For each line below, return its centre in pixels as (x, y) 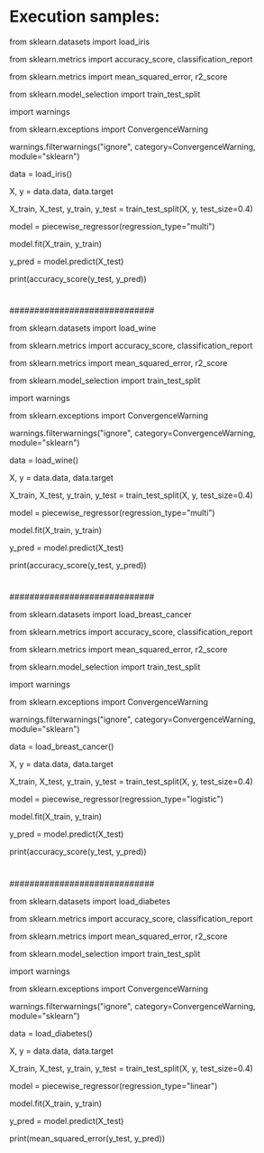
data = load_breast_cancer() (62, 746)
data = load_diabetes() (51, 1033)
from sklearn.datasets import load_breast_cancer (100, 614)
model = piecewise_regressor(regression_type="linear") (114, 1085)
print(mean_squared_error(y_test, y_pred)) (87, 1138)
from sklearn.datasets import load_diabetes (90, 901)
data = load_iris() (41, 173)
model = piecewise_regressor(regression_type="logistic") (116, 799)
